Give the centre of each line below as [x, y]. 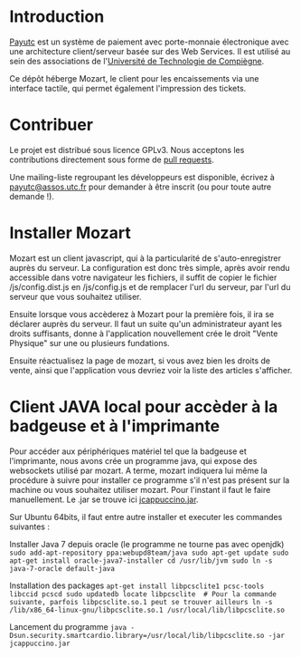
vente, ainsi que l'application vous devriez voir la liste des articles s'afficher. [151, 370]
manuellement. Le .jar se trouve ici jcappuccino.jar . [104, 499]
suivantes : [29, 527]
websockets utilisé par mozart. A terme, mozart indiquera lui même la [139, 470]
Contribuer [51, 125]
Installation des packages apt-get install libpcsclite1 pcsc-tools [137, 585]
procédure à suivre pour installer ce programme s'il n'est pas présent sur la [150, 480]
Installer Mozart [70, 233]
